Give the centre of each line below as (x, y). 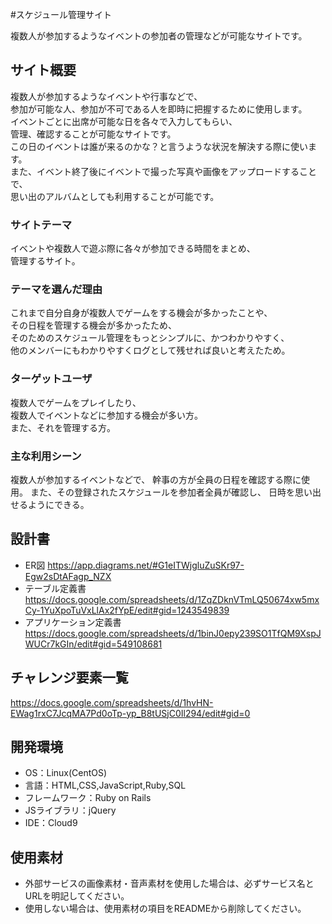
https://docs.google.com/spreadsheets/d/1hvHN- (112, 702)
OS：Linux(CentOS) (66, 773)
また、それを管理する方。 (63, 427)
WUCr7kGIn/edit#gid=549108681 (93, 644)
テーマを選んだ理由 (56, 290)
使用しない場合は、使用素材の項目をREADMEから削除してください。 (165, 909)
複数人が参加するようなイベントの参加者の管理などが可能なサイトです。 (159, 36)
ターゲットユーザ (51, 379)
